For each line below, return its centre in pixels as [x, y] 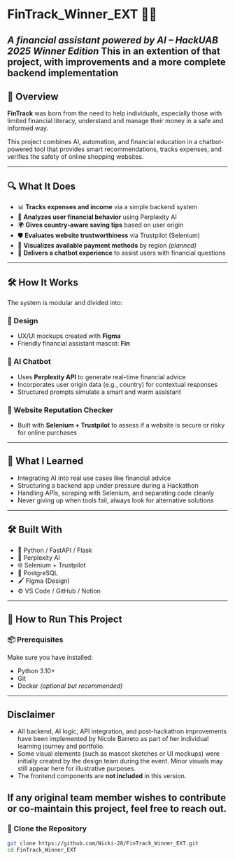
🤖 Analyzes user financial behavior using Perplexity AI [97, 217]
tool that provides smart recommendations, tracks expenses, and [128, 149]
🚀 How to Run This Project [65, 619]
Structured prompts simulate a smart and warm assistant [99, 392]
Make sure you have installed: [50, 658]
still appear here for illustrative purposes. [77, 768]
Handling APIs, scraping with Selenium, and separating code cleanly [116, 493]
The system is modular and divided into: [65, 303]
